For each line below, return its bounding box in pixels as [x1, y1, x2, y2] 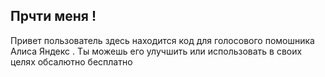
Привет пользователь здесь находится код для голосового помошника [10, 34, 315, 46]
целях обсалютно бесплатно [10, 55, 133, 68]
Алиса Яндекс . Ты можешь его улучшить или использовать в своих [10, 45, 303, 57]
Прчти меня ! [10, 8, 97, 25]
